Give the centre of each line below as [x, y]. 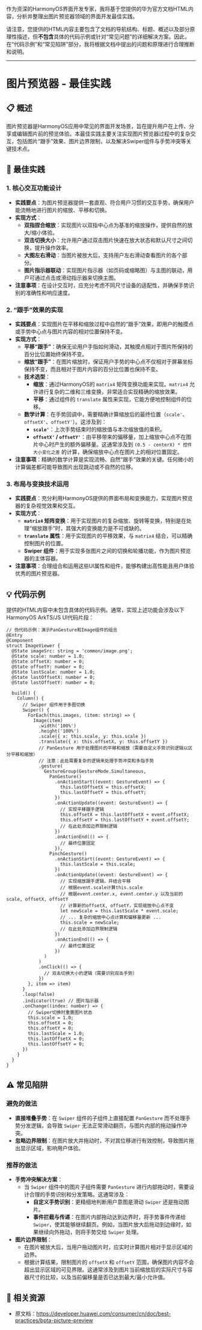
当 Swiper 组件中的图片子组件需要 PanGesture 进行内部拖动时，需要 [106, 1187]
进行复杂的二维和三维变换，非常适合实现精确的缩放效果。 [109, 391]
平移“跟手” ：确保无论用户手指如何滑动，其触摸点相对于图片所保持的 [109, 346]
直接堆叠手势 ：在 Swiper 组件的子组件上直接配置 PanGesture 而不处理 [100, 1118]
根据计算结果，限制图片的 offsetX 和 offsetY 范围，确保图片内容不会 [109, 1262]
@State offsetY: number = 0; [48, 667]
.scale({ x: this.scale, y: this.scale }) [92, 737]
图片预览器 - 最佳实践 [59, 84]
